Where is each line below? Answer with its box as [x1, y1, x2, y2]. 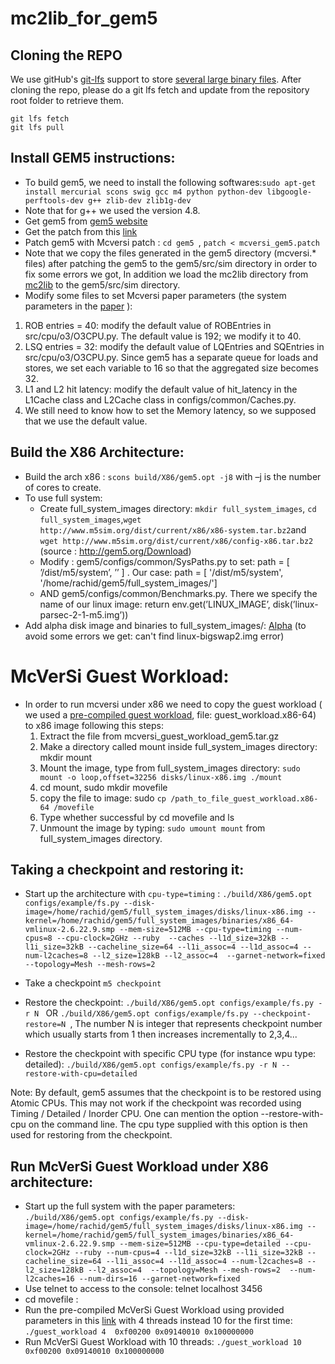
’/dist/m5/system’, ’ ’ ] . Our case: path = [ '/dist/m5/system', [39, 566, 284, 578]
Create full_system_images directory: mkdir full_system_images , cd [39, 502, 317, 514]
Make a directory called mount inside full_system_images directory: [39, 740, 318, 752]
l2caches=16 [24, 1274, 75, 1284]
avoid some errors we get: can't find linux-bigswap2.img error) [24, 630, 285, 642]
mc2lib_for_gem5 [10, 7, 158, 30]
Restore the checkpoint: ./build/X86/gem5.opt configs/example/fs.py [24, 997, 315, 1009]
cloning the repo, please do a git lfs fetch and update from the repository [10, 84, 310, 96]
